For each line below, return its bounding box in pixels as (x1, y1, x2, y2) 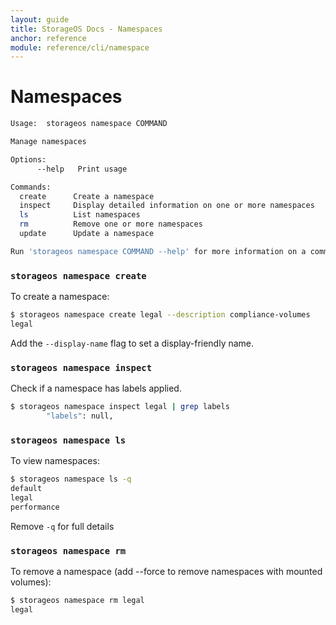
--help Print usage (36, 164, 128, 174)
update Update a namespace (19, 229, 155, 239)
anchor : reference (10, 33, 87, 43)
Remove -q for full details (10, 520, 115, 532)
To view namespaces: (10, 455, 100, 467)
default (10, 484, 43, 494)
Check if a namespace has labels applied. (10, 382, 182, 395)
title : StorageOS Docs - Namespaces (10, 24, 163, 34)
